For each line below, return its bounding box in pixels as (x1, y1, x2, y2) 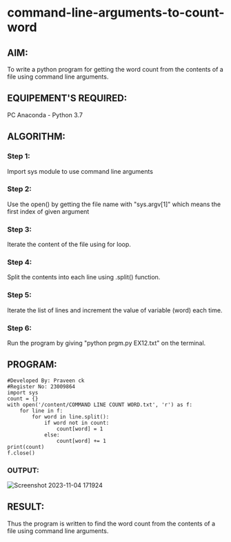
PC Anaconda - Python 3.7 (7, 110, 83, 119)
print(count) (7, 443, 45, 450)
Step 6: (7, 323, 32, 332)
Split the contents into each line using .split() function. (7, 273, 161, 281)
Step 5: (7, 290, 32, 300)
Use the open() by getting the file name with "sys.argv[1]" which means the (7, 200, 221, 208)
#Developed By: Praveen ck (7, 377, 85, 384)
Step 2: (7, 184, 32, 194)
